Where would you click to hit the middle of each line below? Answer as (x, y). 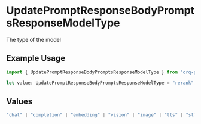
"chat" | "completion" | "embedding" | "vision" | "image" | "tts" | (95, 115)
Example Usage (36, 58)
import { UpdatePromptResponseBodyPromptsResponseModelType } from (92, 72)
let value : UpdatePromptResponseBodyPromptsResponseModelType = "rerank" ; (101, 83)
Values (19, 101)
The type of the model (34, 39)
